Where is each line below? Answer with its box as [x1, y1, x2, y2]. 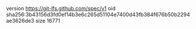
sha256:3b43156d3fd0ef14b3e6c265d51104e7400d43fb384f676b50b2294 [6, 11, 190, 18]
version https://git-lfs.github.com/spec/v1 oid [6, 5, 116, 12]
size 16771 [35, 17, 61, 24]
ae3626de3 [6, 17, 34, 24]
